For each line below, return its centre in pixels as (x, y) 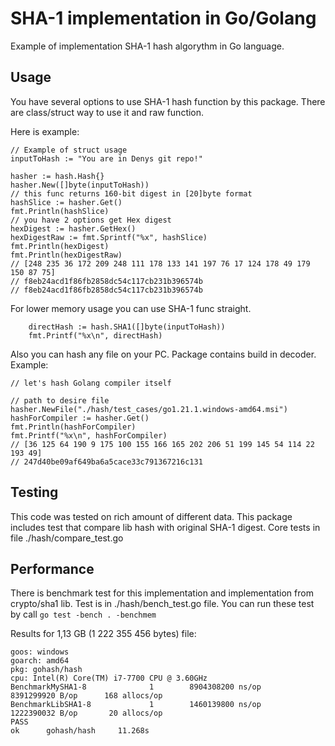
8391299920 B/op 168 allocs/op (86, 696)
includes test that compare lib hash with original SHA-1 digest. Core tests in (165, 527)
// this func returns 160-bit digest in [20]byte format (131, 193)
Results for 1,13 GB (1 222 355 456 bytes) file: (103, 634)
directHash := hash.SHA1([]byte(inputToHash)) (127, 327)
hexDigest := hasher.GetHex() (73, 228)
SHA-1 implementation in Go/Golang (163, 18)
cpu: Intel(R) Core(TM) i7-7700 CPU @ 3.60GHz (109, 678)
